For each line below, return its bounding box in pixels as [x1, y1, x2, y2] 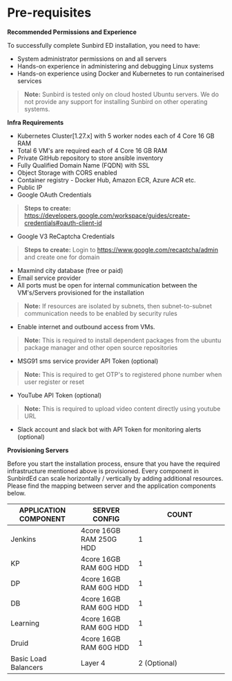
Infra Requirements [7, 118, 64, 126]
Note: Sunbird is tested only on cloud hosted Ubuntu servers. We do [23, 90, 220, 98]
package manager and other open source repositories [23, 343, 178, 351]
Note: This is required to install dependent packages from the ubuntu [23, 336, 222, 344]
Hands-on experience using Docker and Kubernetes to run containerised [17, 69, 224, 78]
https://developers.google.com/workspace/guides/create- [23, 211, 191, 220]
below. [7, 488, 26, 497]
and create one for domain [23, 253, 100, 261]
